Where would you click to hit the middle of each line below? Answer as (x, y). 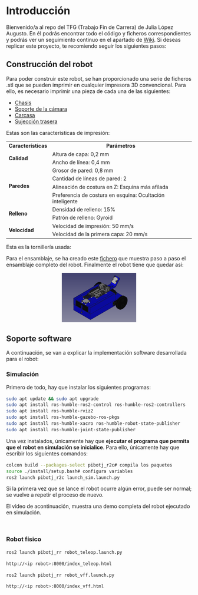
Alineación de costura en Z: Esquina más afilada (110, 187)
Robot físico (24, 539)
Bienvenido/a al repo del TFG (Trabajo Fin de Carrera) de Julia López (90, 27)
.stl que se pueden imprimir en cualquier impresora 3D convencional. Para (96, 85)
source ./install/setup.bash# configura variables (70, 471)
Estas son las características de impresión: (58, 133)
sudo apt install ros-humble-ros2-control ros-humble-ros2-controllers (96, 405)
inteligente (65, 201)
